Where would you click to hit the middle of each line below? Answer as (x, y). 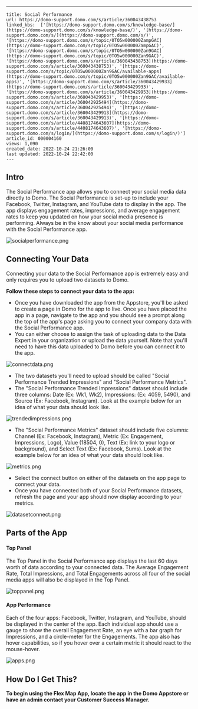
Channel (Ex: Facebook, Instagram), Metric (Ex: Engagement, (89, 436)
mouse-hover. (23, 649)
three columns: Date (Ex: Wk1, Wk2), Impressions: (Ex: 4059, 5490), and (103, 394)
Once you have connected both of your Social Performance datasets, (99, 490)
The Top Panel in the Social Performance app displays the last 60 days (92, 561)
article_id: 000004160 (34, 139)
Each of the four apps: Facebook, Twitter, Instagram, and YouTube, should (96, 618)
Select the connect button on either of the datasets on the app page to (100, 478)
